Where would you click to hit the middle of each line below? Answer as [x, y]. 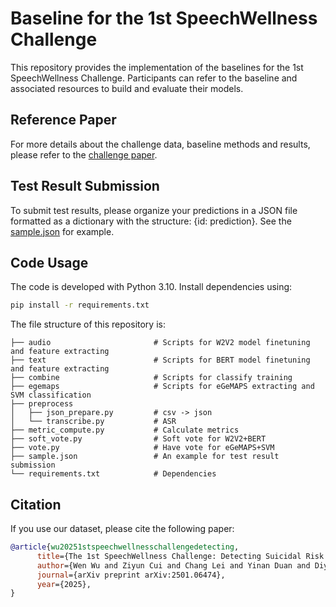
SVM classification [51, 395]
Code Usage [49, 262]
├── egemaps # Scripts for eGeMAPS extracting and [162, 387]
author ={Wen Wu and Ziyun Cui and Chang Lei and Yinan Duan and [173, 565]
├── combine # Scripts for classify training [151, 378]
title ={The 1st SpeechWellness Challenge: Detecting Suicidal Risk [180, 556]
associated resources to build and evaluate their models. [127, 88]
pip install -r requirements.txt [80, 305]
